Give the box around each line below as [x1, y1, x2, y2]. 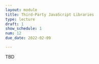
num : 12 [5, 31, 22, 36]
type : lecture [5, 17, 36, 22]
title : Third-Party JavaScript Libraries [5, 12, 94, 17]
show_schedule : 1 [5, 26, 42, 31]
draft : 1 [5, 21, 24, 27]
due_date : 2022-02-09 [5, 36, 51, 41]
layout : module [5, 7, 38, 13]
